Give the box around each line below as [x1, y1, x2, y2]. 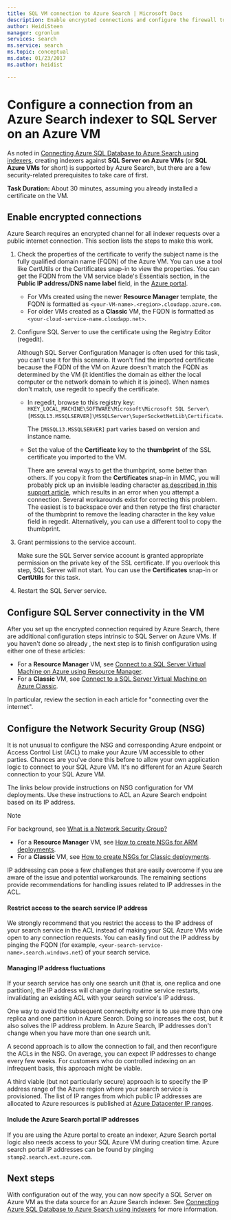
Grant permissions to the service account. [16, 538, 136, 547]
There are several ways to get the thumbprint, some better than [27, 466, 208, 475]
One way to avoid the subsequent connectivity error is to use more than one [7, 1007, 223, 1015]
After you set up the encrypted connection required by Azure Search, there [7, 625, 220, 633]
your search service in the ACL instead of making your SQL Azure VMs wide [7, 926, 223, 935]
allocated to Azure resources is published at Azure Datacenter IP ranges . [7, 1100, 213, 1108]
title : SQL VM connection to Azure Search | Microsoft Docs [7, 10, 184, 17]
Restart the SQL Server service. [16, 587, 107, 595]
